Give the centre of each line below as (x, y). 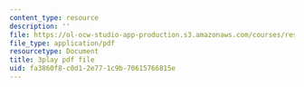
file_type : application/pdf (62, 43)
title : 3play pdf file (52, 60)
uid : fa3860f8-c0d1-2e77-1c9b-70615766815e (93, 69)
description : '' (40, 26)
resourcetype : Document (54, 52)
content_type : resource (54, 18)
